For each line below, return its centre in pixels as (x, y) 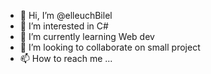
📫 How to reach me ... (66, 58)
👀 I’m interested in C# (64, 26)
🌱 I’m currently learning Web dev (87, 36)
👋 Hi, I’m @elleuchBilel (66, 15)
